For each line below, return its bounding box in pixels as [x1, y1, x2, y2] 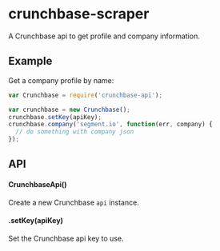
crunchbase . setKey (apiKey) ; [8, 113, 102, 121]
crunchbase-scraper [8, 5, 150, 23]
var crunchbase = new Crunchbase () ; [8, 106, 130, 114]
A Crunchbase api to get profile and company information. [8, 31, 200, 41]
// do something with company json [15, 128, 134, 136]
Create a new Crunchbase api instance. [8, 197, 140, 207]
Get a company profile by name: [8, 75, 114, 85]
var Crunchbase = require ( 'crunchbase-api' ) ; [8, 91, 162, 99]
